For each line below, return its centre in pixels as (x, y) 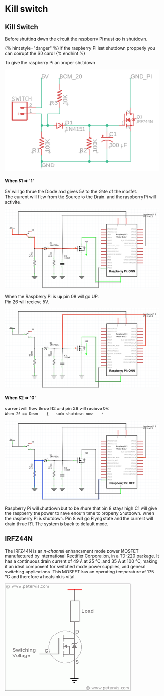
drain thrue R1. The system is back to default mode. (57, 524)
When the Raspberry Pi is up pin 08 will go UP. (52, 296)
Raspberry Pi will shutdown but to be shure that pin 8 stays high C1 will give (81, 508)
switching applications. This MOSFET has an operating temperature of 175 (80, 572)
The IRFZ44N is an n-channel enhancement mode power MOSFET (72, 551)
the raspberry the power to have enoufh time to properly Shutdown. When (80, 513)
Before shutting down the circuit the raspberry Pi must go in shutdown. (76, 39)
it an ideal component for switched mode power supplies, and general (75, 566)
